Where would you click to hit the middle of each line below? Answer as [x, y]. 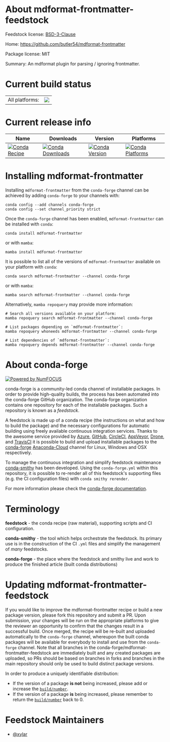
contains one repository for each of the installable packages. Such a [76, 405]
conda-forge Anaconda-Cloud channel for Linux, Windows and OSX [76, 447]
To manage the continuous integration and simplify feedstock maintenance [83, 462]
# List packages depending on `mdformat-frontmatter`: [64, 327]
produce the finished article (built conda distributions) [61, 564]
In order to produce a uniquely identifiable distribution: [62, 673]
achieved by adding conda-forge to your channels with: [62, 195]
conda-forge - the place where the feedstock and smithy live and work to [82, 559]
